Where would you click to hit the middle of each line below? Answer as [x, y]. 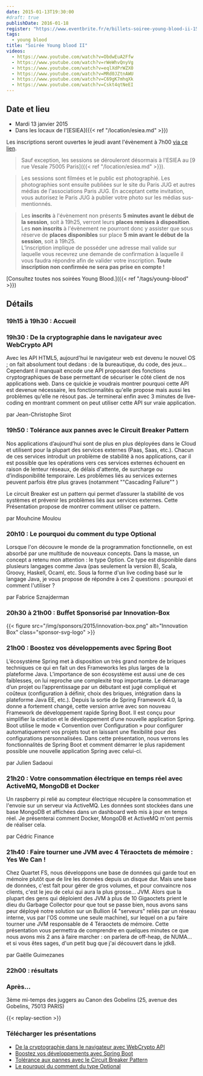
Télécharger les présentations [51, 1034]
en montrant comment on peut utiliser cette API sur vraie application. [111, 403]
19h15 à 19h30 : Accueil [41, 321]
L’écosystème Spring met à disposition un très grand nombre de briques [96, 661]
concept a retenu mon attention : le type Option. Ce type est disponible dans [101, 560]
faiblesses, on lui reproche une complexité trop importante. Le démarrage [98, 681]
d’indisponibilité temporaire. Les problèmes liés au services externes [92, 475]
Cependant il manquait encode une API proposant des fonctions [86, 371]
